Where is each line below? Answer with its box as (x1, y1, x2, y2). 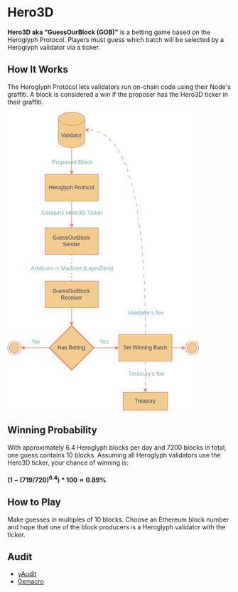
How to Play (7, 496, 62, 509)
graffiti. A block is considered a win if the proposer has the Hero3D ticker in (7, 90, 229, 98)
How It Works (7, 63, 69, 75)
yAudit (17, 570, 37, 578)
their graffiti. (7, 97, 44, 106)
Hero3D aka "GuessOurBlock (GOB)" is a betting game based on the (7, 28, 211, 36)
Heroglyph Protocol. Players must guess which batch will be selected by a (7, 35, 225, 43)
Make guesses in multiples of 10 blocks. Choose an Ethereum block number (7, 515, 229, 524)
